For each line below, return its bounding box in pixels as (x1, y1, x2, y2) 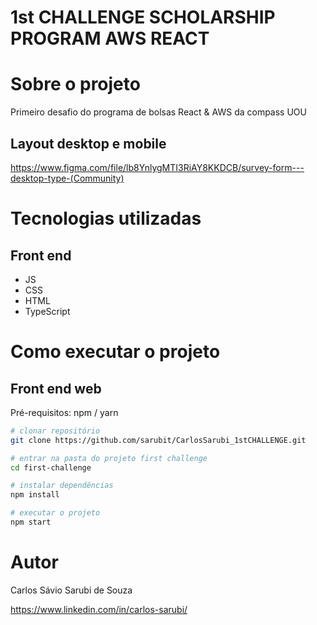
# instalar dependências (10, 481, 114, 491)
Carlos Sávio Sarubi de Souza (10, 584, 133, 596)
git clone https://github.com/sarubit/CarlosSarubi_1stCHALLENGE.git (10, 435, 307, 445)
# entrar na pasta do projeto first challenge (10, 453, 208, 463)
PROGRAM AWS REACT (10, 27, 210, 50)
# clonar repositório (10, 426, 101, 436)
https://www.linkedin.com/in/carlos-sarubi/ (10, 603, 188, 615)
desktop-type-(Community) (10, 172, 125, 184)
